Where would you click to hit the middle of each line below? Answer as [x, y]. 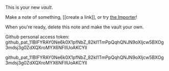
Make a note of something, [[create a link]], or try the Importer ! [71, 17]
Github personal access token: [38, 37]
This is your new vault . [29, 7]
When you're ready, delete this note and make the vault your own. [75, 27]
